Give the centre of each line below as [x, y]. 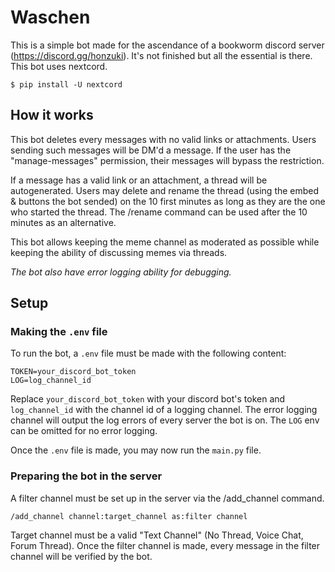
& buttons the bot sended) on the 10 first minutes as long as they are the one [168, 201]
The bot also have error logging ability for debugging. [121, 272]
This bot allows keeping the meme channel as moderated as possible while [165, 242]
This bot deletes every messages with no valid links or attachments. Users [163, 139]
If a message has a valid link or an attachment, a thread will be [139, 180]
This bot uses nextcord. [59, 66]
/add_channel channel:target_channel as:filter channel [129, 516]
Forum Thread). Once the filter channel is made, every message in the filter [165, 545]
